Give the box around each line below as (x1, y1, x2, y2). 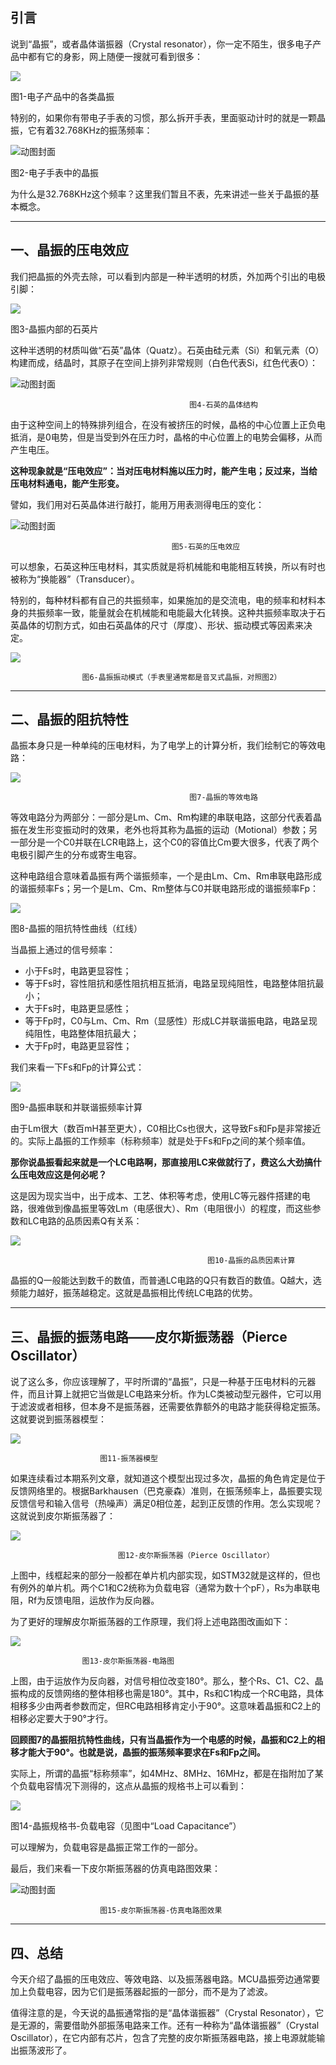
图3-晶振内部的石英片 (10, 323, 100, 335)
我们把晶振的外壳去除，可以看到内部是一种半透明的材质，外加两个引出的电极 (10, 270, 326, 282)
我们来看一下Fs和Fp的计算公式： (10, 1061, 145, 1073)
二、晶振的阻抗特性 (10, 711, 129, 728)
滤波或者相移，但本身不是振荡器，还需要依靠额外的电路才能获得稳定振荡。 (18, 1401, 326, 1413)
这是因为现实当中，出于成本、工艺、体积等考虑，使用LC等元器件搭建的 (10, 1190, 302, 1202)
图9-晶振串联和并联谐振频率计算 (10, 1101, 143, 1113)
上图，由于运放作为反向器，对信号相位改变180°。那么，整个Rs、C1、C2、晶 (10, 1675, 324, 1687)
